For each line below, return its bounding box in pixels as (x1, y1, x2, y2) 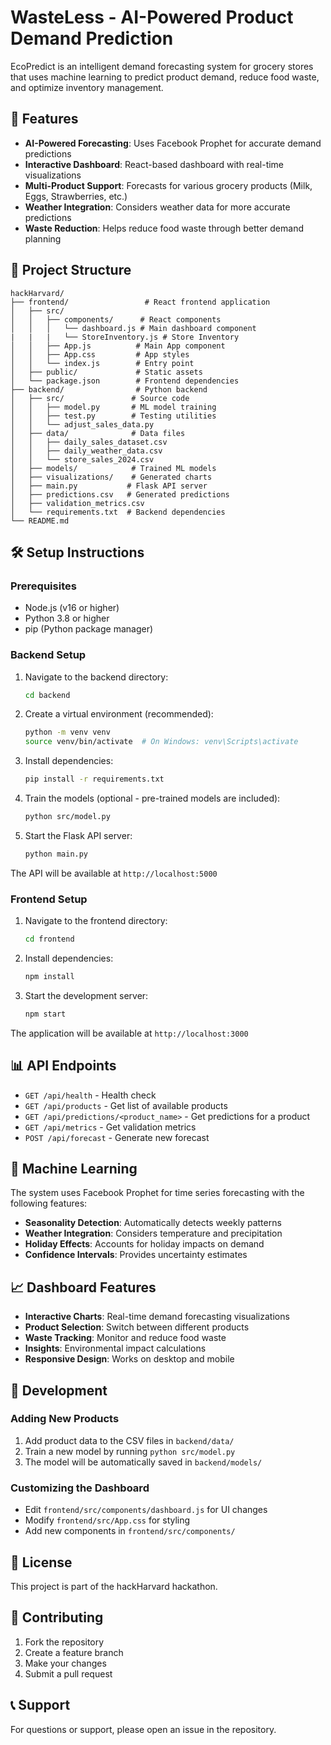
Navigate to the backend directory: (24, 671, 169, 683)
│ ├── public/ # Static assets (10, 367, 203, 377)
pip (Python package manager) (24, 623, 154, 635)
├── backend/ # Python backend (10, 384, 208, 395)
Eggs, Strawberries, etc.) (24, 190, 128, 202)
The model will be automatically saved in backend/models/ (24, 1456, 263, 1468)
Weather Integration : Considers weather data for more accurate (24, 201, 291, 213)
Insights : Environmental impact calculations (24, 1342, 207, 1355)
